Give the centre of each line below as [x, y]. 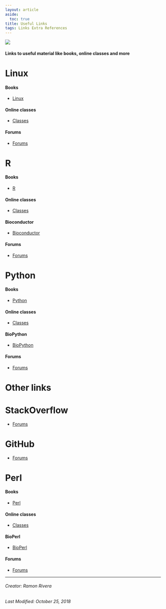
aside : [12, 14]
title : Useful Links [26, 24]
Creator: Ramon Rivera [28, 586]
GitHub [20, 444]
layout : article [22, 10]
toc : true [20, 19]
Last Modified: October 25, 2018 [38, 601]
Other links [28, 388]
